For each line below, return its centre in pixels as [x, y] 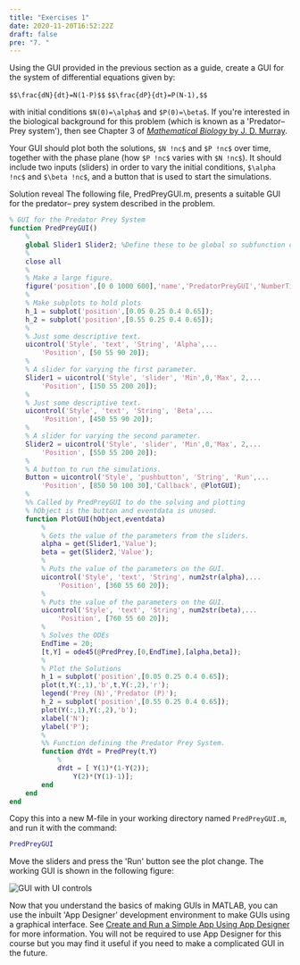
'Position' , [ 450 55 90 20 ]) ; [97, 420]
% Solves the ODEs [75, 635]
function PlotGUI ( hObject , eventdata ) [96, 519]
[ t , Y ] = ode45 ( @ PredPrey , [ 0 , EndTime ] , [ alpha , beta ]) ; [142, 652]
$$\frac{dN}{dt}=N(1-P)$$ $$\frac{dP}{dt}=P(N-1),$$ [108, 96]
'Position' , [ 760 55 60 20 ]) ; [113, 619]
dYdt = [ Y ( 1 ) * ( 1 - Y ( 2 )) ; [103, 768]
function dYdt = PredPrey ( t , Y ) [100, 751]
